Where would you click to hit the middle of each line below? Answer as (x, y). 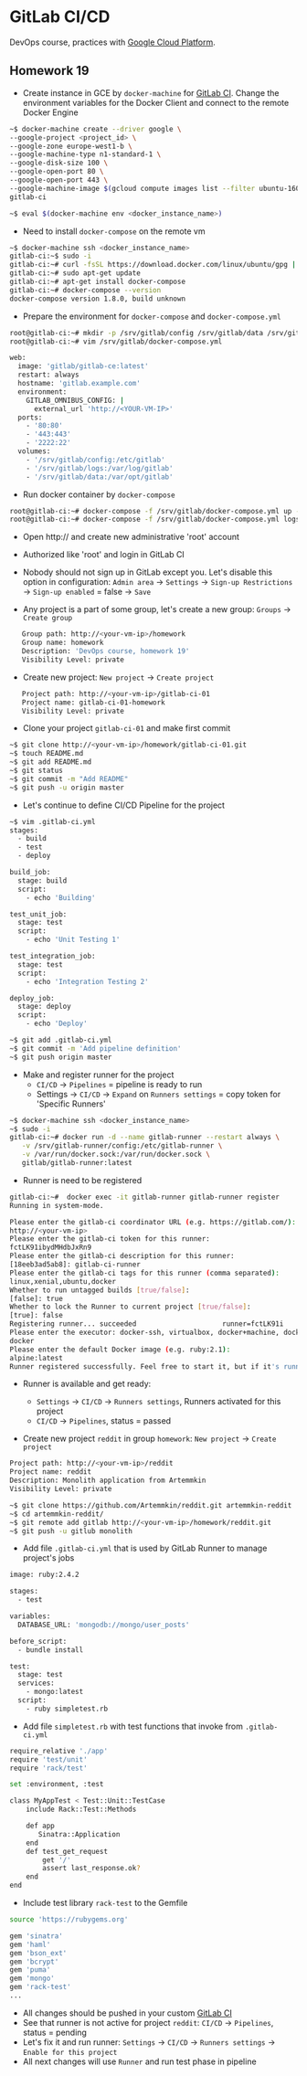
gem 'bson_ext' (38, 1953)
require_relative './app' (58, 1751)
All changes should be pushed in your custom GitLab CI (127, 2013)
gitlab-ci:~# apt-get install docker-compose (97, 281)
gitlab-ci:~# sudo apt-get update (75, 273)
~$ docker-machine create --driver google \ (95, 129)
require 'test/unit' (49, 1759)
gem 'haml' (30, 1944)
